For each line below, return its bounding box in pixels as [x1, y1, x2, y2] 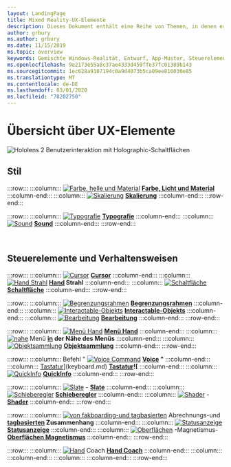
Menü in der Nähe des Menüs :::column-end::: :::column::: [30, 334, 195, 342]
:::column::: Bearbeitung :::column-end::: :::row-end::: [25, 313, 220, 322]
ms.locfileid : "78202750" [7, 94, 81, 101]
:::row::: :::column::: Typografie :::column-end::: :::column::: [7, 211, 214, 220]
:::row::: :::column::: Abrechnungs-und [7, 411, 221, 419]
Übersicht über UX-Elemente [7, 123, 175, 138]
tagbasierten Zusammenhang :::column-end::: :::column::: [7, 418, 174, 426]
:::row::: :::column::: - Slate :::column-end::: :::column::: [7, 383, 185, 391]
